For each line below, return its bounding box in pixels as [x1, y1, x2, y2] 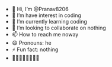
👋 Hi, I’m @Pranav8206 [11, 6, 69, 12]
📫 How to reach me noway [11, 31, 79, 38]
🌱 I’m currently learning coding [11, 18, 88, 25]
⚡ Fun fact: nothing [11, 46, 59, 53]
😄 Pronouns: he [11, 39, 52, 46]
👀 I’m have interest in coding [11, 12, 82, 19]
